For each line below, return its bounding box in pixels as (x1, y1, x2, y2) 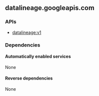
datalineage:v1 (12, 29, 41, 35)
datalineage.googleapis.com (5, 4, 95, 12)
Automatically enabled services (5, 53, 71, 60)
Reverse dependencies (5, 75, 53, 81)
